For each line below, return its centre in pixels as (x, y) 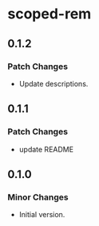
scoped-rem (49, 14)
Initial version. (42, 215)
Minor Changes (38, 197)
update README (46, 149)
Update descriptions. (53, 83)
